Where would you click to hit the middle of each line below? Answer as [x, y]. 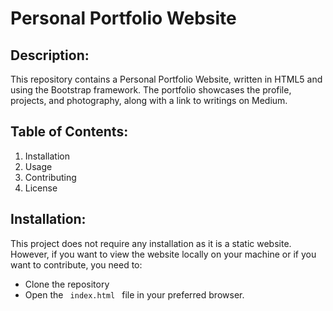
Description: [50, 55]
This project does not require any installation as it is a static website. [151, 243]
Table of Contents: [69, 132]
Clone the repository [67, 284]
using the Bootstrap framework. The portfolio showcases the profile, [151, 90]
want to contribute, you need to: [76, 264]
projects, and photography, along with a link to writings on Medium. [149, 100]
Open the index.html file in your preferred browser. [134, 294]
